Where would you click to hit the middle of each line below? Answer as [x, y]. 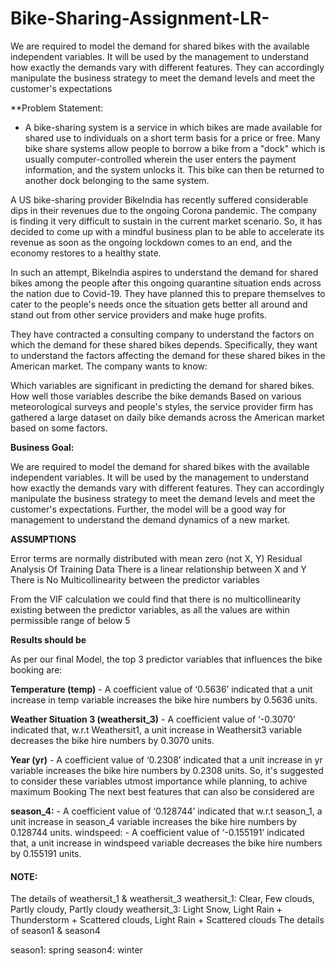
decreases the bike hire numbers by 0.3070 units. [112, 740]
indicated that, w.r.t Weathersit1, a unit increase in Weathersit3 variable [156, 729]
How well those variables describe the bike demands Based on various [156, 396]
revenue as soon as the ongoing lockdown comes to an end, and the [151, 242]
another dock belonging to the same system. [117, 180]
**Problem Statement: [57, 108]
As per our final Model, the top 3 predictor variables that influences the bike [166, 659]
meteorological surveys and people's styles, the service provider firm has [162, 406]
